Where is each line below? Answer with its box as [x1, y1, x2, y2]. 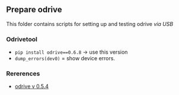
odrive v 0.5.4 [14, 83, 49, 90]
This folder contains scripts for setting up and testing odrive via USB [6, 20, 174, 27]
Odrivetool [6, 35, 37, 43]
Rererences [6, 70, 40, 78]
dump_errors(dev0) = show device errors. [14, 55, 116, 62]
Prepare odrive [6, 5, 62, 15]
